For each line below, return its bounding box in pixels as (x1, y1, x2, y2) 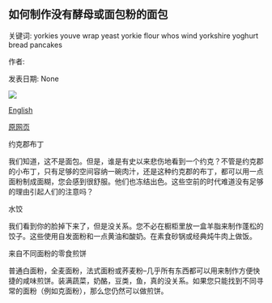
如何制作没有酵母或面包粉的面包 (8, 7, 168, 22)
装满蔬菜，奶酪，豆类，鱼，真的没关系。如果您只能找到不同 (57, 275, 257, 285)
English (8, 105, 33, 115)
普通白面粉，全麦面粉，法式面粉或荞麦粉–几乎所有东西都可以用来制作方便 (8, 266, 253, 275)
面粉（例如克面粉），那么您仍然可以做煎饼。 (22, 286, 168, 296)
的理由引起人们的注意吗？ (8, 186, 94, 196)
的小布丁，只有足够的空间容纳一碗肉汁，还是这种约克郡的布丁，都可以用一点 (8, 166, 264, 176)
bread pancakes (8, 40, 63, 49)
